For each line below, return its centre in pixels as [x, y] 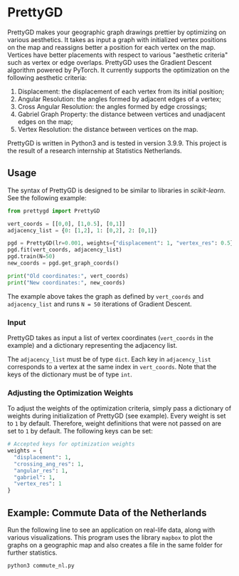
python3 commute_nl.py [41, 566]
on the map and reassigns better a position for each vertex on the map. [111, 47]
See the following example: [47, 197]
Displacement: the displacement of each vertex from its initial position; [121, 91]
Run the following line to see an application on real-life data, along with [111, 530]
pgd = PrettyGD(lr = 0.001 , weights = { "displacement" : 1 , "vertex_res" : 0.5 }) [122, 243]
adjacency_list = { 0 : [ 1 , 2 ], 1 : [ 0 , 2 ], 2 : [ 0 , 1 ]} [83, 230]
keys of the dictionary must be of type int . [70, 374]
